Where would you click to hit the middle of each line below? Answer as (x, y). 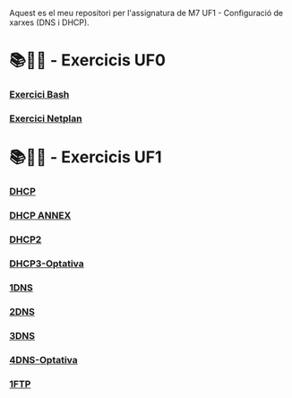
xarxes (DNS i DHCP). (49, 22)
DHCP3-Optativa (47, 264)
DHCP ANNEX (40, 216)
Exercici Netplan (46, 118)
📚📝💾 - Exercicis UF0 (87, 61)
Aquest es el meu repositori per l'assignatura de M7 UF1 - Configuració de (146, 13)
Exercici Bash (39, 95)
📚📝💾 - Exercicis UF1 (86, 157)
